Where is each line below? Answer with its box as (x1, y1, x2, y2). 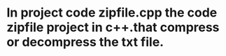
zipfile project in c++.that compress (6, 19, 220, 35)
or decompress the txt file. (6, 35, 164, 50)
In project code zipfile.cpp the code (6, 5, 218, 21)
